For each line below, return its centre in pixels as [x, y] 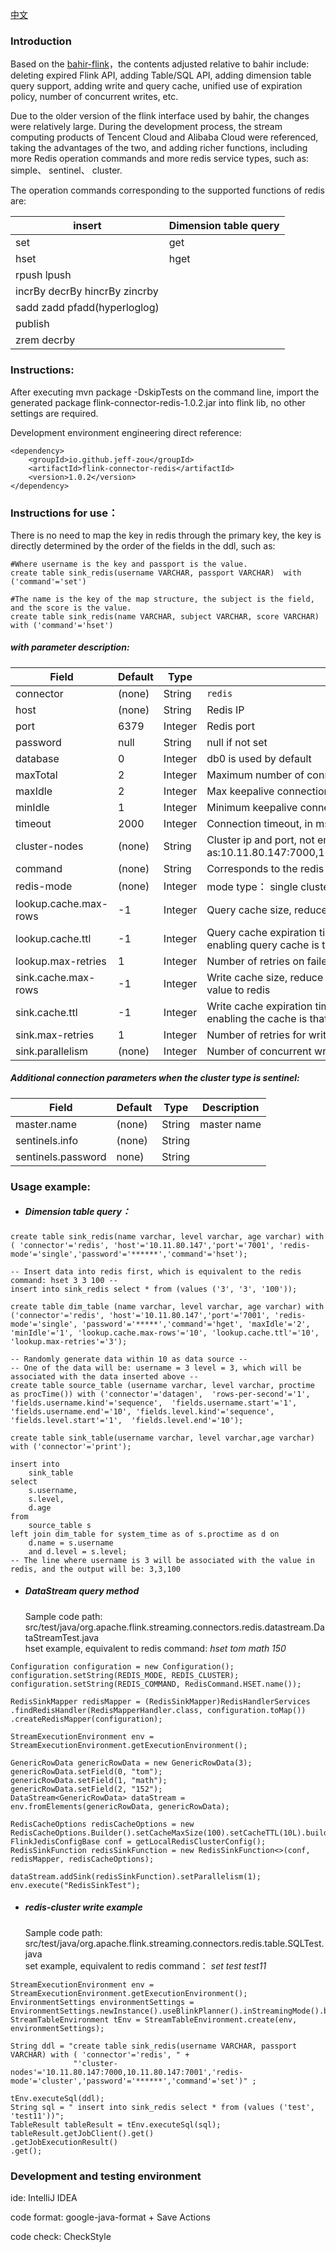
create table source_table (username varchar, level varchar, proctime [162, 1385]
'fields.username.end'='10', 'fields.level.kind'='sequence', [142, 1411]
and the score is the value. [71, 608]
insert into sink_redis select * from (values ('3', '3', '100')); [154, 1289]
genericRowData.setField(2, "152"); [86, 1789]
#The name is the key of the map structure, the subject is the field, [162, 599]
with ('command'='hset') [62, 625]
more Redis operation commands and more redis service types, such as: [160, 159]
